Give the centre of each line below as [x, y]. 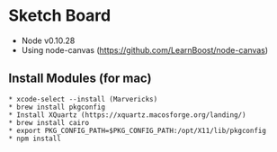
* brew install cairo [49, 122]
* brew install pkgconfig [57, 107]
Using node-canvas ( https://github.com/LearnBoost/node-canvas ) [145, 49]
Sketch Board [60, 16]
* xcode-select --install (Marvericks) [83, 99]
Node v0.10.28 [48, 40]
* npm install [35, 139]
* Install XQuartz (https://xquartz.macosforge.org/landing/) [127, 115]
